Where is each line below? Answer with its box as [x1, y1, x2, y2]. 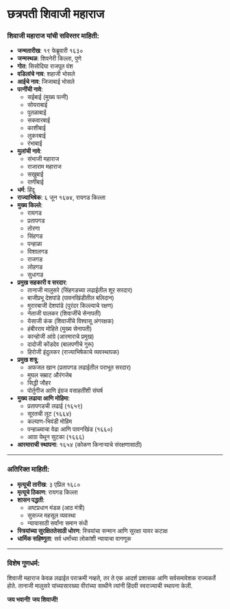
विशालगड [27, 247, 48, 256]
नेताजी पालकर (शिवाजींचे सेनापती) [27, 309, 101, 318]
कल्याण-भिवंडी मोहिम [27, 417, 73, 426]
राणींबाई [27, 178, 44, 186]
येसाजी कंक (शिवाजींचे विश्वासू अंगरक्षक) [27, 317, 114, 325]
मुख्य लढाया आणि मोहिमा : [16, 394, 71, 402]
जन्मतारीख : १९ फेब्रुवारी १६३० [16, 47, 84, 55]
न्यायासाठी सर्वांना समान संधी [27, 518, 88, 527]
